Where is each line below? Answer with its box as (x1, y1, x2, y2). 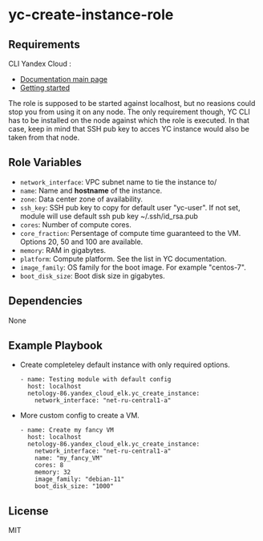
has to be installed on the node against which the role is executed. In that (8, 116, 250, 125)
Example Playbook (8, 339, 103, 352)
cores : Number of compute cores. (19, 219, 132, 230)
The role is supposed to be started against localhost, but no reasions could (8, 99, 256, 108)
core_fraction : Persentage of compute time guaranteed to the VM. (19, 228, 241, 238)
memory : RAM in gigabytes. (19, 245, 107, 254)
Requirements (8, 38, 80, 51)
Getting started (19, 83, 71, 92)
